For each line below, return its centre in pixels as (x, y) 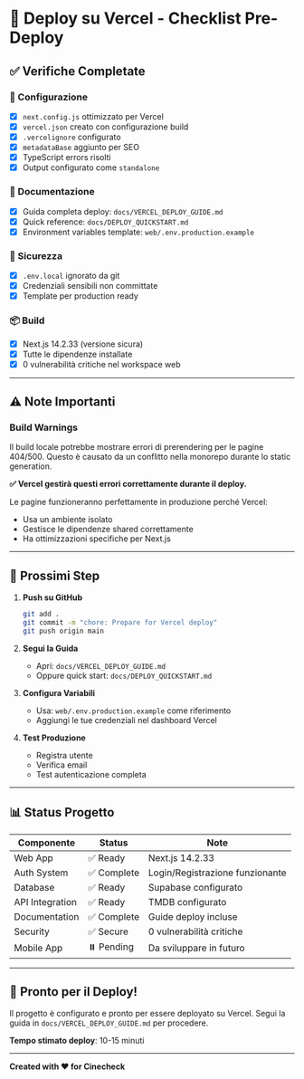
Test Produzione (54, 738)
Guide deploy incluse (193, 916)
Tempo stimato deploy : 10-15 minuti (77, 1041)
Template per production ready (80, 296)
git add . (41, 615)
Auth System (41, 873)
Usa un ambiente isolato (67, 520)
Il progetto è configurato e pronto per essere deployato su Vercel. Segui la (147, 1014)
